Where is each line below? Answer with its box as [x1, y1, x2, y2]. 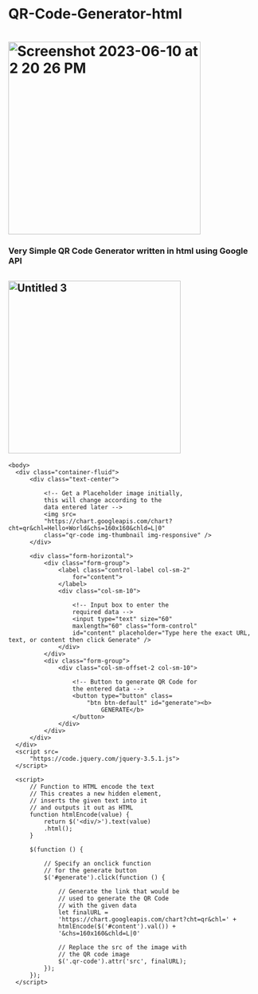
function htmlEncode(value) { [29, 811, 130, 819]
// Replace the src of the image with [58, 944, 187, 952]
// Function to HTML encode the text [29, 783, 155, 791]
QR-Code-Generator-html [8, 5, 183, 23]
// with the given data [58, 901, 137, 910]
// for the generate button [43, 867, 137, 875]
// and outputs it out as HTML [29, 804, 134, 812]
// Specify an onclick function [43, 860, 151, 868]
